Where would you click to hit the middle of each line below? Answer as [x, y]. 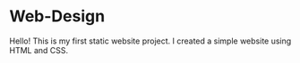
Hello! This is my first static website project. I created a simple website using [150, 41]
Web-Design [57, 16]
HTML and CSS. [39, 50]
